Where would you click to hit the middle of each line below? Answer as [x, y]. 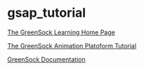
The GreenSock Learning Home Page [61, 32]
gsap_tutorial [47, 13]
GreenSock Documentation [46, 59]
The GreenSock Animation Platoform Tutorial [72, 45]
